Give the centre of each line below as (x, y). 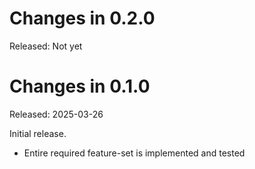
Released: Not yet (46, 46)
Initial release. (38, 133)
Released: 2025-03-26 (56, 114)
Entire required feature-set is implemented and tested (134, 153)
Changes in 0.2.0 (82, 18)
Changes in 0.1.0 (80, 86)
